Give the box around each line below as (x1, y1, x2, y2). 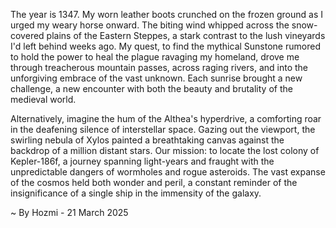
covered (10, 30, 45, 41)
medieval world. (10, 94, 77, 105)
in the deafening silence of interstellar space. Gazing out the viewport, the (10, 124, 316, 135)
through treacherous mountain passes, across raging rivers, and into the (10, 62, 309, 73)
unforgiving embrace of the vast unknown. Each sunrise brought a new (10, 72, 303, 84)
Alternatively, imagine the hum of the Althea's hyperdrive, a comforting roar (10, 113, 322, 124)
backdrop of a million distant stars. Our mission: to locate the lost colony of (10, 145, 320, 156)
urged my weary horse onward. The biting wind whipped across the (10, 19, 290, 31)
